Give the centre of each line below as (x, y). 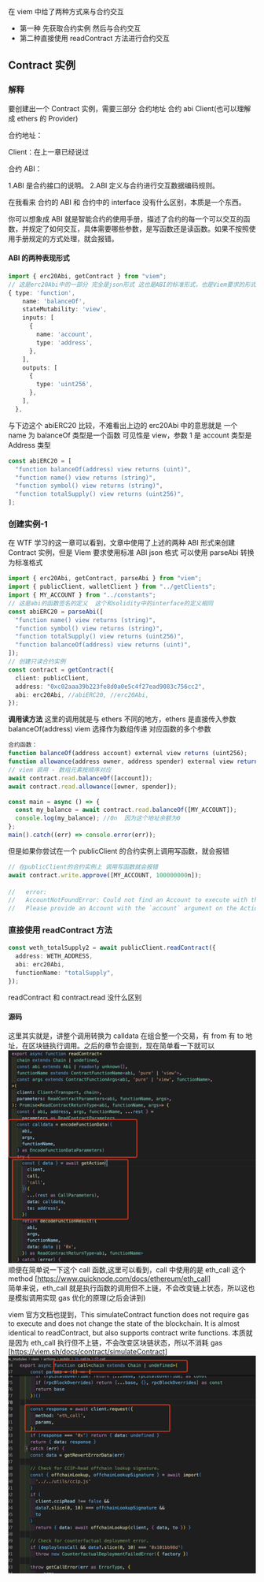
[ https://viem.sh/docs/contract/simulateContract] (88, 1352)
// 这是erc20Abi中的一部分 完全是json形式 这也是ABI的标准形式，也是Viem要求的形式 (132, 285)
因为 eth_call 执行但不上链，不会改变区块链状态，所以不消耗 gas (118, 1343)
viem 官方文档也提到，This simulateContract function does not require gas (129, 1315)
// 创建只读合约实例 (37, 662)
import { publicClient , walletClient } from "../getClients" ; (112, 587)
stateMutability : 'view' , (65, 310)
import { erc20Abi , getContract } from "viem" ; (88, 276)
